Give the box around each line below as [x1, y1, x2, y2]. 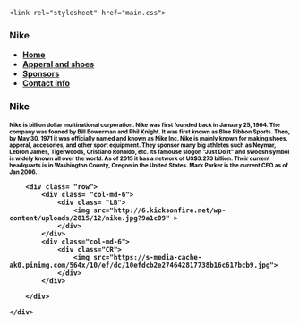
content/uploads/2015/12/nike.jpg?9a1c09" [9, 213, 170, 223]
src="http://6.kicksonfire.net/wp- [93, 206, 226, 215]
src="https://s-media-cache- [93, 252, 202, 261]
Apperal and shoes [21, 59, 95, 70]
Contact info [21, 78, 70, 89]
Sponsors [21, 68, 60, 80]
